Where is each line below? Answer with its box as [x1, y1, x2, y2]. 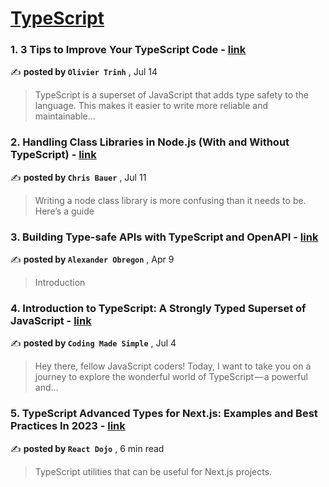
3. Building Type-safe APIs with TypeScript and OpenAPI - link [10, 230, 319, 244]
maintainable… [34, 110, 96, 122]
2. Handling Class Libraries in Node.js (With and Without [10, 135, 290, 149]
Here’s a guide [34, 205, 95, 217]
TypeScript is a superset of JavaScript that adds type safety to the [34, 89, 309, 101]
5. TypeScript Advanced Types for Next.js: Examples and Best [10, 407, 318, 421]
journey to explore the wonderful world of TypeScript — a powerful [34, 371, 308, 383]
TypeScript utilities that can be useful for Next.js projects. [34, 465, 273, 477]
